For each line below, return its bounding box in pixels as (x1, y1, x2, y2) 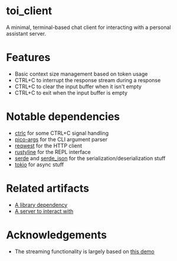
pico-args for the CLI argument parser (14, 136, 108, 143)
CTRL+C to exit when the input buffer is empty (14, 89, 128, 96)
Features (6, 51, 51, 65)
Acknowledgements (6, 228, 107, 241)
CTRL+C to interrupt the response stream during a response (14, 76, 161, 83)
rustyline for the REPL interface (14, 148, 91, 155)
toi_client (6, 4, 53, 18)
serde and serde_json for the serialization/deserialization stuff (14, 154, 166, 162)
